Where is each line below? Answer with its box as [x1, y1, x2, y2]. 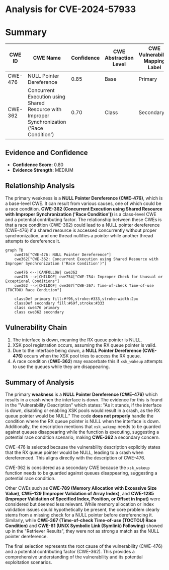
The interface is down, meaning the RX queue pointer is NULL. [12, 337, 142, 343]
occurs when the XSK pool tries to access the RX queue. [24, 352, 141, 359]
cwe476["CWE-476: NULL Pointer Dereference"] [14, 252, 112, 257]
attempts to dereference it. [5, 238, 60, 244]
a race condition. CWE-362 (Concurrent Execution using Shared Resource [5, 205, 162, 212]
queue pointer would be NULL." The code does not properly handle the [5, 413, 154, 419]
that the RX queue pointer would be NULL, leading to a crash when [5, 449, 144, 455]
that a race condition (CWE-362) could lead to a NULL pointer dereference [5, 222, 160, 228]
